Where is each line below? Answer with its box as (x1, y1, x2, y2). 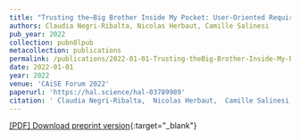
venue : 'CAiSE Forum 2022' (9, 79, 110, 88)
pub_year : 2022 (9, 29, 66, 38)
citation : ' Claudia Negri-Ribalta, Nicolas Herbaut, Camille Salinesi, (9, 95, 294, 105)
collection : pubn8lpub (9, 37, 94, 47)
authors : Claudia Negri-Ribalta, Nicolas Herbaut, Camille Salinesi (9, 21, 270, 30)
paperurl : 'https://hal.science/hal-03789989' (9, 87, 186, 96)
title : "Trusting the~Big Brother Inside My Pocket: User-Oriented (9, 12, 266, 22)
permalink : (9, 54, 50, 63)
